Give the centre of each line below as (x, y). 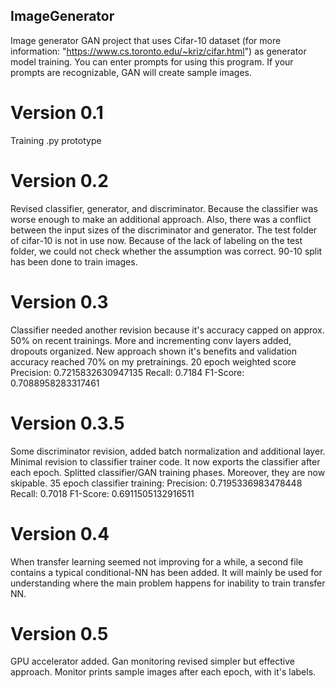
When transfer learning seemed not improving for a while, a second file (157, 561)
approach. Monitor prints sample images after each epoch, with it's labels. (163, 672)
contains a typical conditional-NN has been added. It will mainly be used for (166, 572)
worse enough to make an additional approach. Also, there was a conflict (161, 219)
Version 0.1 (57, 113)
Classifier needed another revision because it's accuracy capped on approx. (167, 330)
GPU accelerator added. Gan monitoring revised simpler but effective (152, 661)
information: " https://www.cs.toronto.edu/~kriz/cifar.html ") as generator (158, 51)
